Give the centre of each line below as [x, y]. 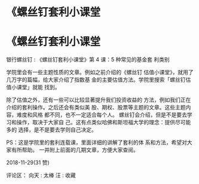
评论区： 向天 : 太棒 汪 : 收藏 [41, 175]
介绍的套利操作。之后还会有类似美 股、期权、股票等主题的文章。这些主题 [96, 108]
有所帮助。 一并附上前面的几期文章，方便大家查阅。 [75, 150]
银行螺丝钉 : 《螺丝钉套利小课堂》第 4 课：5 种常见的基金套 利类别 [88, 60]
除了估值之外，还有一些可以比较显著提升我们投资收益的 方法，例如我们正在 [99, 100]
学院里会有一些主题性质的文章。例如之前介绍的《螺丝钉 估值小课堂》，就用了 [100, 72]
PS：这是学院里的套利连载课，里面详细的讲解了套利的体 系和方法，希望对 [97, 142]
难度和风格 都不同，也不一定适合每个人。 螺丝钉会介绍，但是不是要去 [102, 115]
